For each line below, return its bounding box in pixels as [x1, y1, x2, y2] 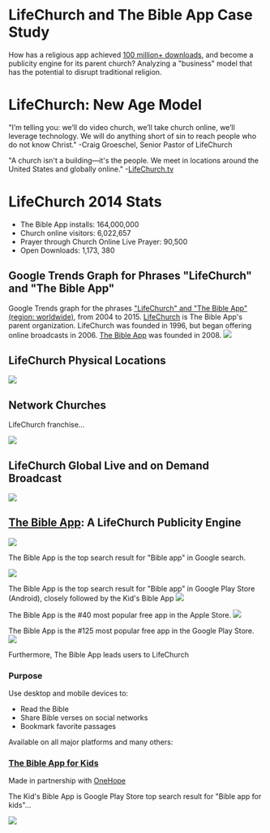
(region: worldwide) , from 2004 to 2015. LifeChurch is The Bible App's [8, 311, 243, 322]
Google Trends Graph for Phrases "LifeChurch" [8, 269, 253, 283]
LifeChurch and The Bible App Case [8, 6, 253, 24]
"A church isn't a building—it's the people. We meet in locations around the [8, 155, 259, 165]
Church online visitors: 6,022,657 [19, 228, 131, 237]
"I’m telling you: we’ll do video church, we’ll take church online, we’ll [8, 122, 235, 132]
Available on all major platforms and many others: [8, 737, 174, 747]
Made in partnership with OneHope [8, 776, 126, 786]
